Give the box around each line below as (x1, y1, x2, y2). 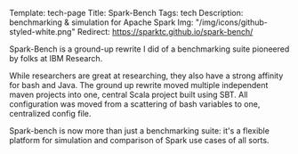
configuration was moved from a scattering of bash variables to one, (9, 99, 261, 109)
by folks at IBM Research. (9, 53, 103, 63)
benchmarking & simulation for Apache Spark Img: (9, 17, 194, 28)
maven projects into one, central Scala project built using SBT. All (9, 89, 248, 100)
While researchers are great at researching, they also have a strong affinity (9, 70, 284, 81)
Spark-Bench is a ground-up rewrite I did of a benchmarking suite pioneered (9, 44, 290, 54)
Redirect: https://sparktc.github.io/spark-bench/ (77, 27, 254, 36)
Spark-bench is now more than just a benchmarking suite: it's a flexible (9, 126, 270, 136)
